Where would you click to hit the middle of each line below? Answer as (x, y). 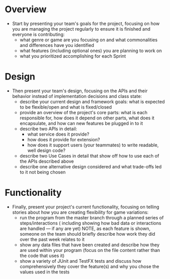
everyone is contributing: (38, 34)
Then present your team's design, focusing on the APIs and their (80, 91)
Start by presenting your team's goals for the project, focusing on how (86, 23)
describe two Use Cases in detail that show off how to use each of (89, 156)
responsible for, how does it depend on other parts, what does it (87, 118)
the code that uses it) (42, 256)
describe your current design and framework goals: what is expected (92, 102)
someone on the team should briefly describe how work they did (88, 234)
